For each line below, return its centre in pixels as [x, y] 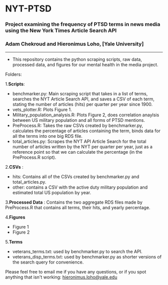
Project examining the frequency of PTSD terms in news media [83, 24]
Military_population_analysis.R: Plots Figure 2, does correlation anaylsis [86, 115]
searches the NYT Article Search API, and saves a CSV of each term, [83, 99]
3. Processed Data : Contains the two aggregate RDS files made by [74, 202]
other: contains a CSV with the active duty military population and [80, 187]
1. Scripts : [15, 84]
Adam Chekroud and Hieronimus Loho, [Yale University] [74, 44]
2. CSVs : [14, 167]
